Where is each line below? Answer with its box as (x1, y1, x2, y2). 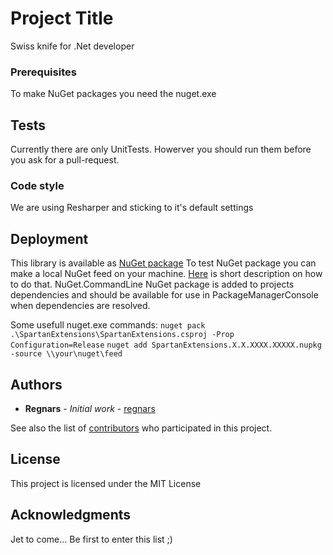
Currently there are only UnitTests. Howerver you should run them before (10, 143, 312, 156)
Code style (10, 178, 65, 192)
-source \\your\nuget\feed (10, 349, 123, 359)
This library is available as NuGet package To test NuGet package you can (10, 257, 317, 269)
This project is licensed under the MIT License (10, 477, 202, 489)
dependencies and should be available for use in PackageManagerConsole (10, 289, 319, 301)
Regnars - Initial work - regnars (24, 402, 156, 414)
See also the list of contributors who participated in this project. (10, 422, 273, 434)
